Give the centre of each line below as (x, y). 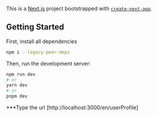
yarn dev (17, 85)
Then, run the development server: (49, 63)
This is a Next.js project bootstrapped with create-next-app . (79, 9)
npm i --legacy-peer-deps (38, 52)
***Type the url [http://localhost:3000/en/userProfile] (72, 108)
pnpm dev (17, 96)
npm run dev (21, 74)
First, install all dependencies (42, 41)
